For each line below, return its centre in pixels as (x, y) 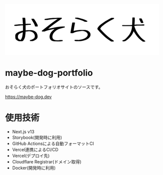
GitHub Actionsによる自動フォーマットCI (53, 143)
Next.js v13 (23, 131)
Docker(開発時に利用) (34, 168)
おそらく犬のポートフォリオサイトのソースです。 (54, 87)
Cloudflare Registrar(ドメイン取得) (47, 161)
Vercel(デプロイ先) (31, 156)
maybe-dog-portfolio (49, 73)
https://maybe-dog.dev (29, 97)
